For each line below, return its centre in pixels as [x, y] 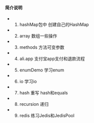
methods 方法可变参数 [42, 47]
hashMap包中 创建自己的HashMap [54, 25]
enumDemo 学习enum [42, 70]
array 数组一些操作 [38, 36]
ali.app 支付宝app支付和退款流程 [52, 59]
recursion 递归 [34, 104]
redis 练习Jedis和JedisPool [47, 116]
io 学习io [28, 82]
